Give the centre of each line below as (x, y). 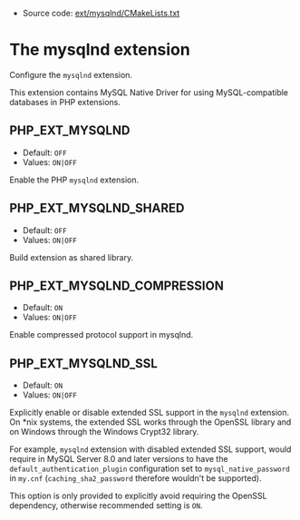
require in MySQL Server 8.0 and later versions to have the (119, 459)
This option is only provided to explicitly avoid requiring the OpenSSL (138, 496)
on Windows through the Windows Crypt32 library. (104, 432)
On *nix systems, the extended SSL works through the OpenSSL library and (150, 422)
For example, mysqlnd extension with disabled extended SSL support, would (150, 449)
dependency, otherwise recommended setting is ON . (106, 505)
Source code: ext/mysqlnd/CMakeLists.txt (101, 13)
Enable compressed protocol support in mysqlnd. (102, 335)
